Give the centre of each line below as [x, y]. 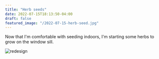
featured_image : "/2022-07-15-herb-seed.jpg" [52, 23]
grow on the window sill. [29, 42]
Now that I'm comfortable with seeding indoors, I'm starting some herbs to [80, 37]
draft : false [18, 18]
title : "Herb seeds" [26, 9]
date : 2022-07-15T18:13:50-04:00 [39, 14]
